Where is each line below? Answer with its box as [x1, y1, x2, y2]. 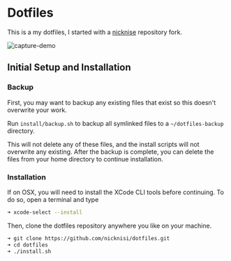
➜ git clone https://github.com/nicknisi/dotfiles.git [7, 235, 170, 242]
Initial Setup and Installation [7, 61, 131, 74]
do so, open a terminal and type [7, 195, 99, 203]
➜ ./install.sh [7, 248, 52, 255]
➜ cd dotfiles [7, 242, 49, 248]
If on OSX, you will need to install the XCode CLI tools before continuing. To [7, 188, 225, 196]
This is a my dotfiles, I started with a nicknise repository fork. [7, 28, 183, 36]
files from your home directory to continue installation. [7, 155, 164, 163]
